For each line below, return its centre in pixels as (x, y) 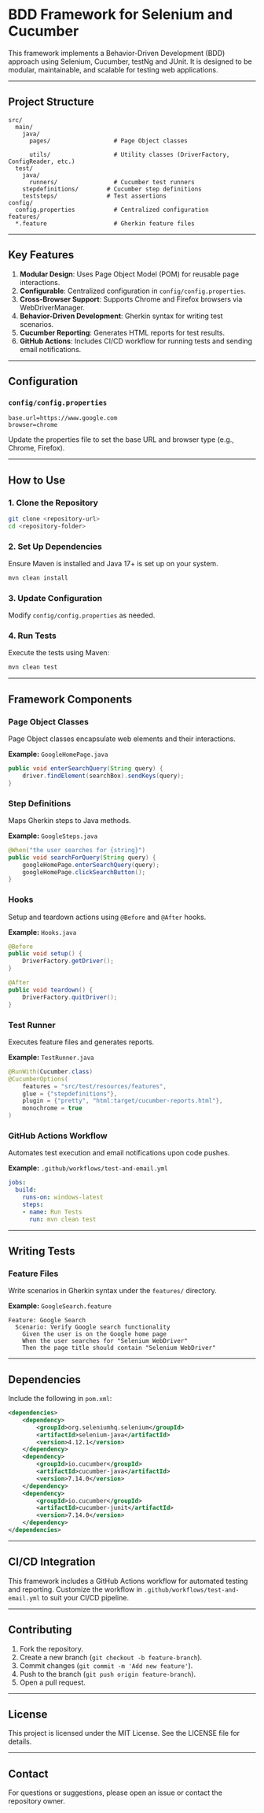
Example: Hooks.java (42, 932)
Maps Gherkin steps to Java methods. (70, 820)
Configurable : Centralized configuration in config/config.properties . (132, 291)
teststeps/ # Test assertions (95, 196)
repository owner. (37, 1801)
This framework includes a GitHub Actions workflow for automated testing (128, 1581)
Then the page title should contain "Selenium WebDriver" (119, 1348)
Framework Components (70, 699)
